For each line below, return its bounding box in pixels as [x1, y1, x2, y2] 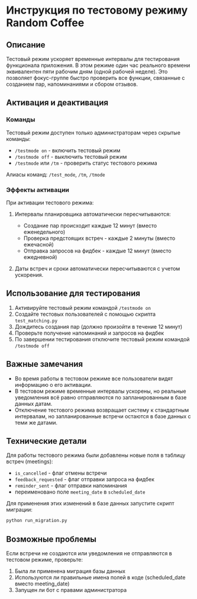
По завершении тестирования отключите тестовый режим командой [14, 335, 190, 342]
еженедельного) [23, 228, 66, 235]
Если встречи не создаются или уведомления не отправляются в [6, 550, 173, 557]
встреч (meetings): [6, 458, 53, 465]
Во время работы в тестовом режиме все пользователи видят [14, 374, 173, 382]
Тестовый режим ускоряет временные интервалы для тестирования [6, 56, 180, 62]
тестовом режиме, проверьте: [6, 556, 83, 563]
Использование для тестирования [6, 289, 141, 299]
